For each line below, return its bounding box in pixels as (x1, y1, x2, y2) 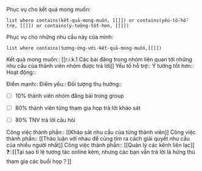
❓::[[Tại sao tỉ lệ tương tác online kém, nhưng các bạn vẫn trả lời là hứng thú (6, 149, 196, 156)
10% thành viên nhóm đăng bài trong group (15, 92, 124, 99)
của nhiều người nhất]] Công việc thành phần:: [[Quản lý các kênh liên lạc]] (6, 141, 195, 149)
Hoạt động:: (6, 69, 37, 76)
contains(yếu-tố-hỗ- (136, 18, 189, 24)
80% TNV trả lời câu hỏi (15, 116, 76, 124)
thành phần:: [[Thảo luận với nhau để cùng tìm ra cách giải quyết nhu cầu (6, 135, 190, 142)
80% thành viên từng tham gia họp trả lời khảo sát (15, 104, 141, 112)
